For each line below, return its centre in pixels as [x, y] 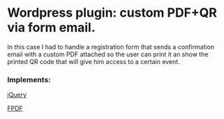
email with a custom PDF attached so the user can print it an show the [108, 54]
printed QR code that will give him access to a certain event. [94, 61]
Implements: [29, 79]
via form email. [51, 27]
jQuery [17, 95]
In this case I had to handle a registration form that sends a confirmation [111, 47]
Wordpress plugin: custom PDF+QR [112, 13]
